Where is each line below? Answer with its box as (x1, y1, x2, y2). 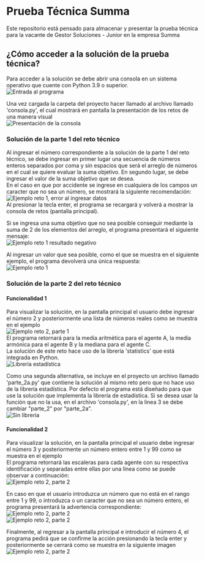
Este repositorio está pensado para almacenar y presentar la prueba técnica (6, 25, 198, 32)
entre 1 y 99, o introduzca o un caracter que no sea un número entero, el (6, 496, 189, 504)
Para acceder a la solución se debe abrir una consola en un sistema (6, 75, 177, 82)
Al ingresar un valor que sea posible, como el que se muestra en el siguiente (6, 251, 199, 259)
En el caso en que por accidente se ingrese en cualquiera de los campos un (6, 181, 198, 189)
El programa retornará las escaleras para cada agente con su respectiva (6, 459, 188, 466)
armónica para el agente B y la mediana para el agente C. (6, 341, 151, 348)
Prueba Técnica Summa (6, 4, 130, 18)
